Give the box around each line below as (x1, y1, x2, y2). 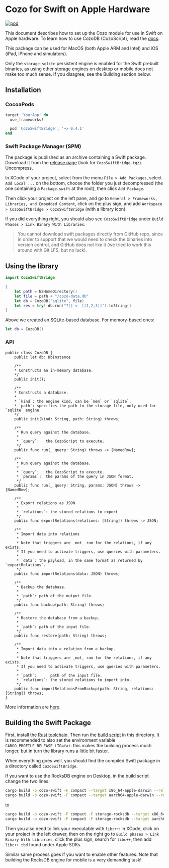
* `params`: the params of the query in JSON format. (16, 474, 134, 479)
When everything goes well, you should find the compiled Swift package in (5, 758, 160, 764)
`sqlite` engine (5, 408, 39, 413)
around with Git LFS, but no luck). (17, 247, 87, 253)
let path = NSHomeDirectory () (14, 289, 78, 294)
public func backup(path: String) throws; (14, 602, 105, 607)
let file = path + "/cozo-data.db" (14, 294, 89, 299)
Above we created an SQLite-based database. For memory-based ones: (5, 317, 154, 323)
